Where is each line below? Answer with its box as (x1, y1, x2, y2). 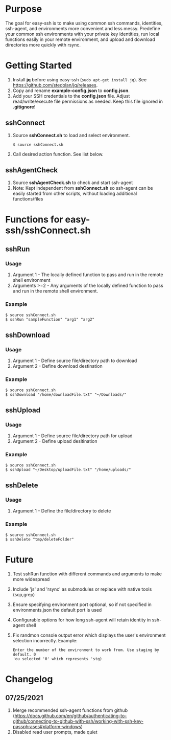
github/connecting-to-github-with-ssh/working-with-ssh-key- (12, 718, 144, 724)
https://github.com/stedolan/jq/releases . (12, 82, 98, 88)
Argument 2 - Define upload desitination (12, 438, 98, 444)
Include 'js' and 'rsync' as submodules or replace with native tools (12, 586, 152, 592)
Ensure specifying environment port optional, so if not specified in (12, 601, 152, 608)
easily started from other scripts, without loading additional (12, 190, 137, 196)
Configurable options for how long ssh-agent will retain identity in (12, 617, 151, 623)
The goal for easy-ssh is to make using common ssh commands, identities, (5, 20, 163, 26)
